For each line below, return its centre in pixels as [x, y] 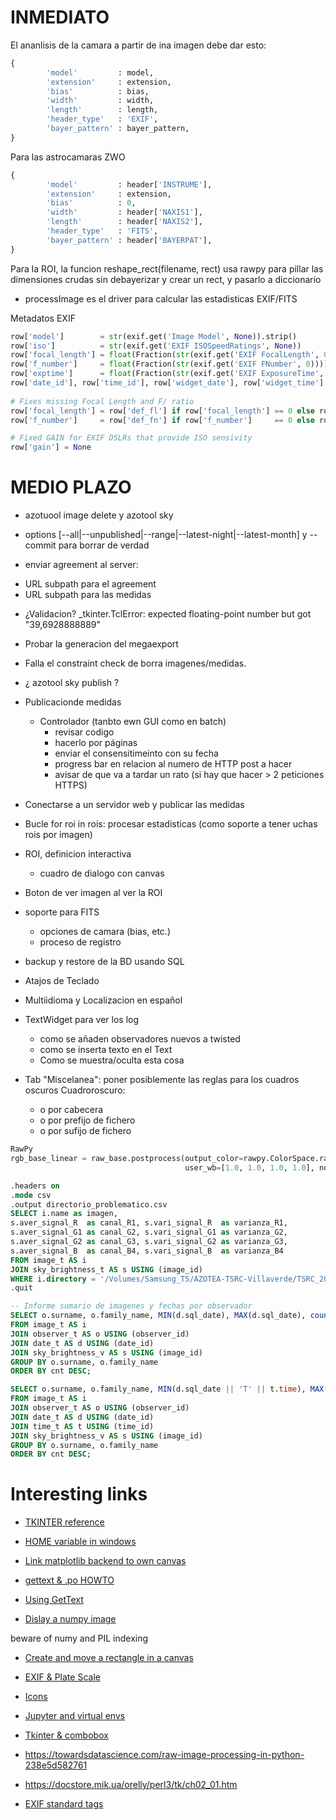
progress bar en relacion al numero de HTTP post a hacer [173, 764]
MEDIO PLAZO [71, 487]
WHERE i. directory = [53, 1279]
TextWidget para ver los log [82, 1020]
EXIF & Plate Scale [62, 1677]
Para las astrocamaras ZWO [68, 157]
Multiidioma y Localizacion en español [103, 1000]
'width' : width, [100, 101]
